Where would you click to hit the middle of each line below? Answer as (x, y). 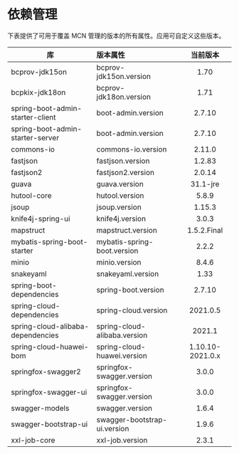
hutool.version (120, 195)
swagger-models (40, 408)
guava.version (120, 184)
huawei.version (122, 355)
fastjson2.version (126, 172)
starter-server (35, 137)
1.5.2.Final (205, 230)
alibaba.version (122, 335)
